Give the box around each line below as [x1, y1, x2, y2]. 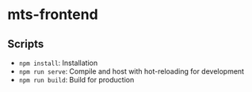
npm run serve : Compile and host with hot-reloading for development [18, 67, 245, 76]
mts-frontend [7, 6, 98, 24]
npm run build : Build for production [18, 75, 135, 84]
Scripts [7, 37, 44, 51]
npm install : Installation [18, 58, 98, 67]
